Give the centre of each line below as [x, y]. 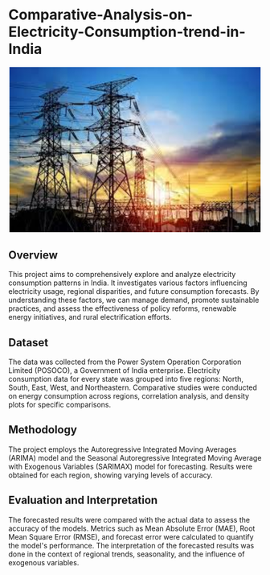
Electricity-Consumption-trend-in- [127, 32]
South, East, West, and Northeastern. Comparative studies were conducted [133, 387]
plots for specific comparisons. [60, 405]
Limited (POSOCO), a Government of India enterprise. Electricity [115, 370]
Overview [33, 255]
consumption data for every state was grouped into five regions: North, [126, 379]
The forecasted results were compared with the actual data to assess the [129, 519]
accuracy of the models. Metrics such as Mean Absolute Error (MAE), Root [132, 528]
